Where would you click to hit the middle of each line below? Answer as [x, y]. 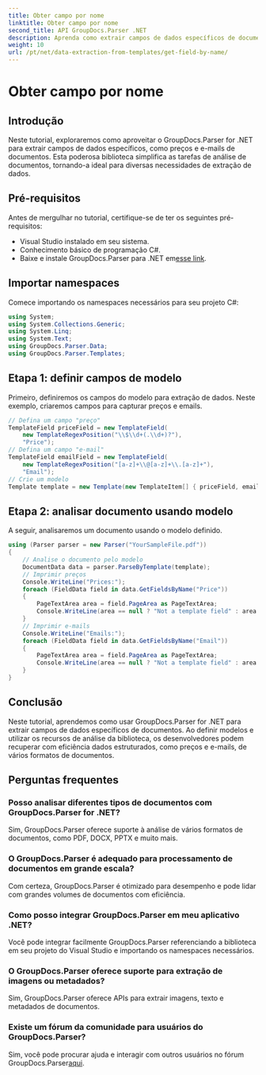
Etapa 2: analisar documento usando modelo [121, 511]
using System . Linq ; [40, 331]
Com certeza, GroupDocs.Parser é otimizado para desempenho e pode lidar [132, 886]
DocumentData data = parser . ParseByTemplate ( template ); [117, 567]
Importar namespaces [64, 283]
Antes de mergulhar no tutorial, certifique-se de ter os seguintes [113, 217]
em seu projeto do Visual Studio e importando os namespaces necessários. [131, 950]
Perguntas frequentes [63, 780]
